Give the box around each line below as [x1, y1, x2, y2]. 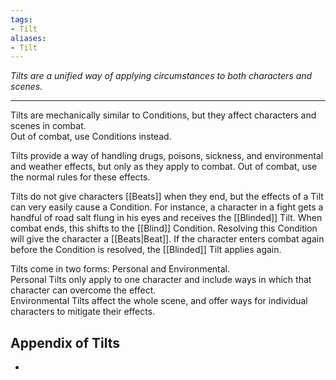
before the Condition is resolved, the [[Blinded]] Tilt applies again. [10, 244, 282, 256]
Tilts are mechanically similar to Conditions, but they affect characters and [10, 109, 317, 121]
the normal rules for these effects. [10, 171, 151, 183]
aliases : [10, 33, 47, 43]
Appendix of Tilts [10, 334, 121, 351]
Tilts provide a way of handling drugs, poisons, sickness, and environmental [10, 150, 324, 162]
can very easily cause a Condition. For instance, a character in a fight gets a [10, 201, 324, 213]
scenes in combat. [10, 120, 87, 132]
